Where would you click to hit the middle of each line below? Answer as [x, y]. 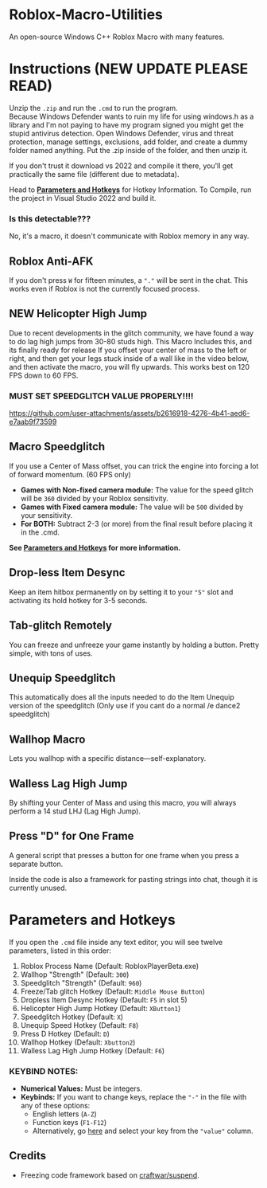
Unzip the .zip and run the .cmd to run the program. [93, 108]
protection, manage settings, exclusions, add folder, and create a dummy [128, 142]
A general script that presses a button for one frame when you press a [124, 855]
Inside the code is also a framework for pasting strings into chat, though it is [133, 879]
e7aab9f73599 [33, 422]
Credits [28, 1156]
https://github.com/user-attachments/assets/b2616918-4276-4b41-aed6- [130, 414]
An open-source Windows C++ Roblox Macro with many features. [117, 37]
